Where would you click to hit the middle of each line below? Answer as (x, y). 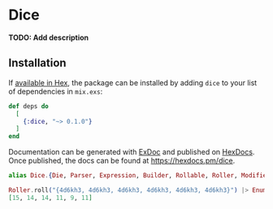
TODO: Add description (49, 37)
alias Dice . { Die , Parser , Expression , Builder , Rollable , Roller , (123, 176)
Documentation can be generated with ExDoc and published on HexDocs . (132, 152)
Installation (37, 63)
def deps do (28, 106)
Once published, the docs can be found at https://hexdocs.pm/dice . (122, 161)
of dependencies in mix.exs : (56, 91)
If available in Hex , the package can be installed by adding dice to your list (133, 82)
